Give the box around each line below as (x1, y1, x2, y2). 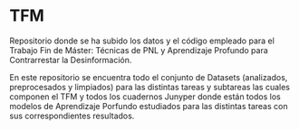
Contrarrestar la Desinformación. (9, 54, 132, 65)
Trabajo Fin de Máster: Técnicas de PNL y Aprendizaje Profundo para (9, 44, 269, 55)
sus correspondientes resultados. (9, 110, 135, 121)
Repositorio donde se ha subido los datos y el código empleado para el (9, 35, 275, 46)
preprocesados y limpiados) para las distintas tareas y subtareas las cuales (9, 81, 290, 92)
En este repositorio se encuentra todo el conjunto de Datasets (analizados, (9, 71, 288, 82)
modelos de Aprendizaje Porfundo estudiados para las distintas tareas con (9, 100, 288, 111)
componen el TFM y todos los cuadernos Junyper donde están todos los (9, 91, 281, 102)
